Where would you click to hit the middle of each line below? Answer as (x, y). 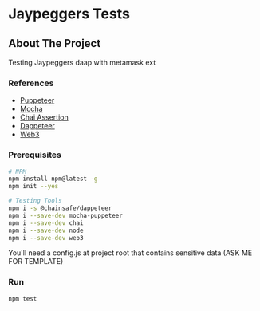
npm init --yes (33, 187)
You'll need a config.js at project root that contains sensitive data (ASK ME (130, 253)
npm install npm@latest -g (53, 179)
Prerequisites (35, 155)
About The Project (55, 43)
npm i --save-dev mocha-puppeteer (66, 215)
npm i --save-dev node (46, 230)
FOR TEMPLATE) (36, 262)
